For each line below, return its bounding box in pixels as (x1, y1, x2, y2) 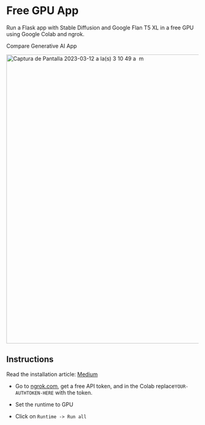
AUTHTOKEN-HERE (15, 390, 54, 396)
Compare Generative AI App (6, 42, 77, 50)
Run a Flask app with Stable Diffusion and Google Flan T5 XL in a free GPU (6, 24, 194, 31)
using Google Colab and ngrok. (6, 30, 85, 37)
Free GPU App (6, 4, 79, 18)
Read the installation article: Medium (6, 371, 98, 378)
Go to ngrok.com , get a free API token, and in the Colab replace (15, 382, 175, 390)
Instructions (6, 354, 54, 364)
